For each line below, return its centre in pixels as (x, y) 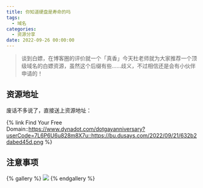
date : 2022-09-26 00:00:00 (40, 40)
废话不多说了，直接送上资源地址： (49, 110)
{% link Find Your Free (34, 122)
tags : (13, 18)
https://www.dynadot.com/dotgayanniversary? (87, 129)
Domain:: (18, 129)
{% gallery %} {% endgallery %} (51, 178)
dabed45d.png (25, 142)
